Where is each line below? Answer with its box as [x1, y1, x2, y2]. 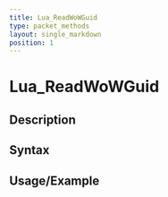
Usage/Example [9, 173, 100, 188]
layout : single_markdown [9, 30, 102, 39]
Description [9, 112, 76, 127]
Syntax [9, 142, 50, 158]
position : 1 [9, 38, 54, 47]
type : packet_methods [9, 21, 90, 30]
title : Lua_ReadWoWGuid [9, 13, 98, 22]
